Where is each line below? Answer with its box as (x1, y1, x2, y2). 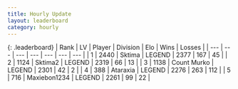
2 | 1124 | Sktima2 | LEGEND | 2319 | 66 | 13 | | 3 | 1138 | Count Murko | (7, 58, 214, 67)
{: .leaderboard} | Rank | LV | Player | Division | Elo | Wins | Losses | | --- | (7, 43, 223, 52)
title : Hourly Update (7, 10, 72, 18)
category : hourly (7, 23, 59, 31)
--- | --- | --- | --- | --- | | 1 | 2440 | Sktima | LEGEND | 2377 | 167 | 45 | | (15, 51, 228, 59)
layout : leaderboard (7, 17, 69, 24)
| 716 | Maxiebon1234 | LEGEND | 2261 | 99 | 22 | (7, 73, 151, 82)
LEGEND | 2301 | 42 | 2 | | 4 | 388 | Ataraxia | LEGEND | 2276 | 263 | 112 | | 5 (7, 66, 232, 75)
